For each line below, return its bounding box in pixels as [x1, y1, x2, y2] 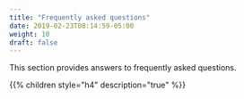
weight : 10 [9, 29, 50, 38]
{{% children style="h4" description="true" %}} [9, 79, 187, 90]
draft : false [9, 37, 58, 47]
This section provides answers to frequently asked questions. [9, 62, 237, 73]
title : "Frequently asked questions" [9, 12, 151, 22]
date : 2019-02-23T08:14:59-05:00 [9, 21, 135, 30]
